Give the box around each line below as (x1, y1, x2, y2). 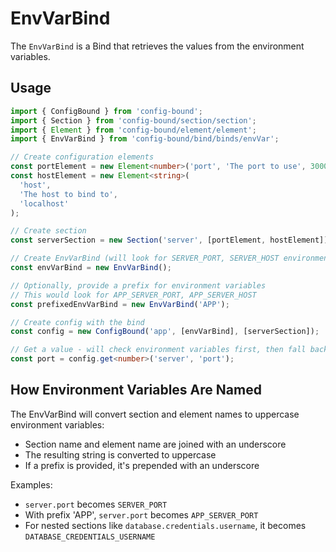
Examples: (10, 478, 53, 491)
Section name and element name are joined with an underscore (24, 438, 287, 450)
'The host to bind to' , (19, 189, 118, 199)
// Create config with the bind (10, 317, 145, 327)
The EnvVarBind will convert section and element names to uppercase (10, 408, 300, 420)
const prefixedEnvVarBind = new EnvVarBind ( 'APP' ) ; (10, 299, 230, 309)
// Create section (10, 226, 87, 236)
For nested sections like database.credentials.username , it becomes (24, 519, 307, 531)
